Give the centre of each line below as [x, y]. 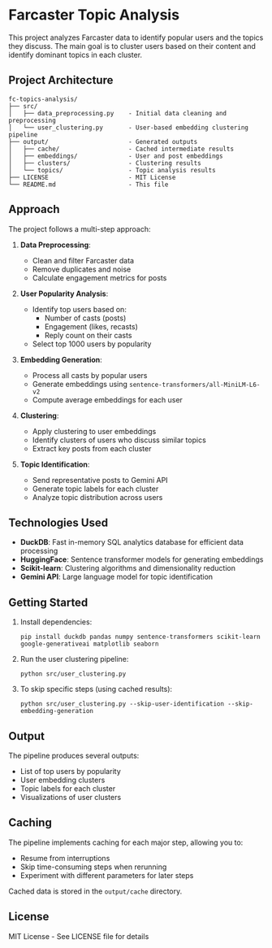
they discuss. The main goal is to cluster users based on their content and [132, 46]
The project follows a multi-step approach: [80, 228]
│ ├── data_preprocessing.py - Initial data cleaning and [118, 113]
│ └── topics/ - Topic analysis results [112, 170]
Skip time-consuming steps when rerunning [93, 867]
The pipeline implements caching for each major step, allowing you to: [126, 842]
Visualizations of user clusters [71, 797]
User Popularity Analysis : [64, 294]
